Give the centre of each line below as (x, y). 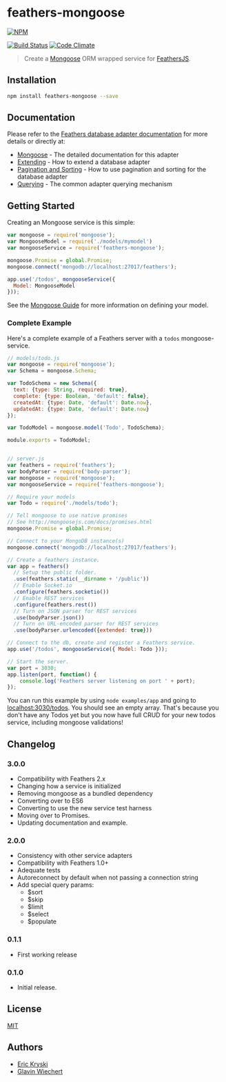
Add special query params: (55, 885)
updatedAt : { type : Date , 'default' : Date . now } (81, 409)
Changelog (31, 744)
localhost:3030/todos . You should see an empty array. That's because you (113, 708)
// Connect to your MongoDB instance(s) (66, 541)
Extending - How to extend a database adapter (83, 162)
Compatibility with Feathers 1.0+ (63, 863)
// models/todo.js (33, 358)
